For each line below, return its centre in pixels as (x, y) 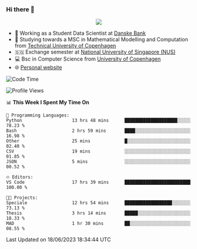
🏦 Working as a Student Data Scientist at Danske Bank (80, 33)
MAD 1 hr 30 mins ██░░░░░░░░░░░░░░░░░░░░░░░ (98, 224)
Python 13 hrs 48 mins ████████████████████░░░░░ (98, 121)
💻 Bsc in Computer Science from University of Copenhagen (88, 59)
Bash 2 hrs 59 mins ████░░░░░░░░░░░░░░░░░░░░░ (98, 131)
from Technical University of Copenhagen (65, 46)
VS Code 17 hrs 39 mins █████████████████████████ (98, 182)
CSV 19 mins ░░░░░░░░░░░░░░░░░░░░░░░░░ (98, 152)
